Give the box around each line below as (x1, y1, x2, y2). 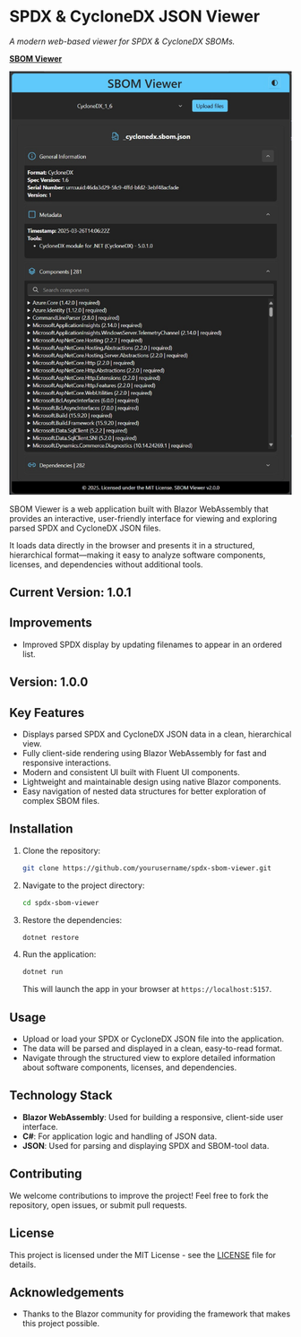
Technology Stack (9, 1088, 113, 1103)
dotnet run (21, 968, 64, 977)
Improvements (9, 616, 92, 631)
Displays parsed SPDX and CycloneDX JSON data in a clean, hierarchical (21, 729, 292, 739)
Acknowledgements (9, 1284, 125, 1300)
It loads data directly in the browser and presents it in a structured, (9, 539, 255, 550)
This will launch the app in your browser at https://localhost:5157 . (21, 984, 272, 995)
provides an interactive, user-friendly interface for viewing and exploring (9, 513, 278, 523)
